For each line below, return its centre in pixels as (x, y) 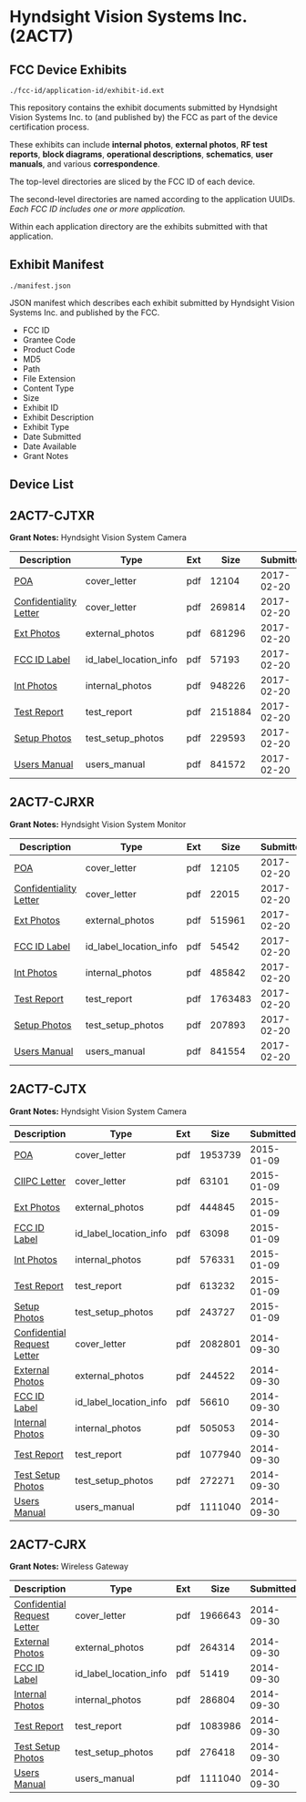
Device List (42, 485)
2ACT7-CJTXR (52, 515)
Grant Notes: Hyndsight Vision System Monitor (98, 824)
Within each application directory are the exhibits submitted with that (139, 226)
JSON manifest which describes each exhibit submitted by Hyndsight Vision (152, 302)
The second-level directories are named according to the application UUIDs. (153, 199)
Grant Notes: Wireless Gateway (69, 1567)
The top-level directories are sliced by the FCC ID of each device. (133, 181)
